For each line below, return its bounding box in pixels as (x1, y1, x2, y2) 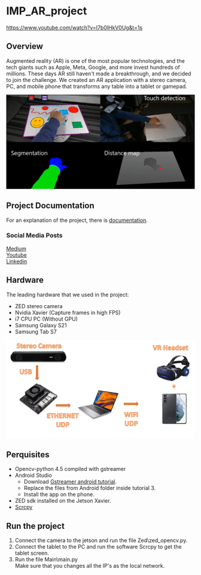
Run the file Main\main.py (14, 555, 78, 563)
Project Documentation (6, 200, 95, 211)
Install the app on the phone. (23, 491, 95, 498)
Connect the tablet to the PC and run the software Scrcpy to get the (14, 543, 182, 550)
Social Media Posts (6, 232, 63, 240)
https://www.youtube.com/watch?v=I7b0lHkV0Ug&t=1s (6, 24, 143, 31)
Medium (6, 245, 27, 252)
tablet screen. (14, 549, 50, 556)
